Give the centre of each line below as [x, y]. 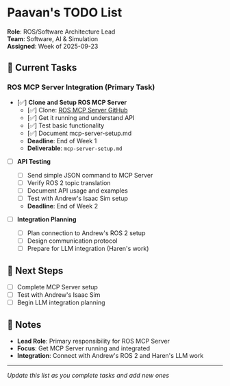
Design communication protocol [72, 241]
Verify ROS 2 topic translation [69, 182]
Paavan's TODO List [65, 13]
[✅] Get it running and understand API [81, 117]
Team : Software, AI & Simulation [53, 38]
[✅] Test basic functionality [66, 125]
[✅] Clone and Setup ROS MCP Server [72, 102]
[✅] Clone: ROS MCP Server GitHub [77, 110]
